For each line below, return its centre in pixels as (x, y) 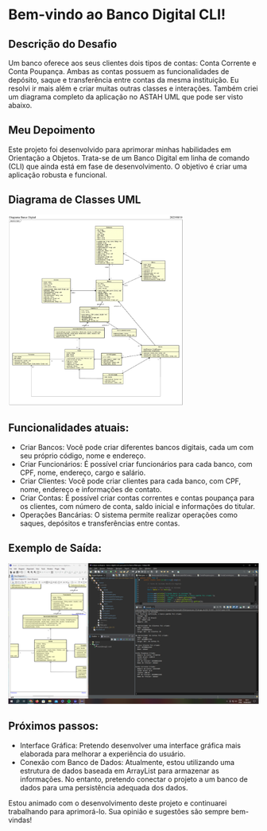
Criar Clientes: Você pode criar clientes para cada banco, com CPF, (130, 481)
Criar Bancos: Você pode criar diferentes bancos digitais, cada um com (137, 447)
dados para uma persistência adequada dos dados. (104, 787)
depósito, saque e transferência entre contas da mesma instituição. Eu (124, 80)
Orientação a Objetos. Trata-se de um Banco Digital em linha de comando (129, 157)
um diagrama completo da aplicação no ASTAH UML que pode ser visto (126, 97)
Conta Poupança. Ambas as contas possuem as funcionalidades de (119, 72)
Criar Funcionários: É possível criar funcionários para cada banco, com (136, 464)
